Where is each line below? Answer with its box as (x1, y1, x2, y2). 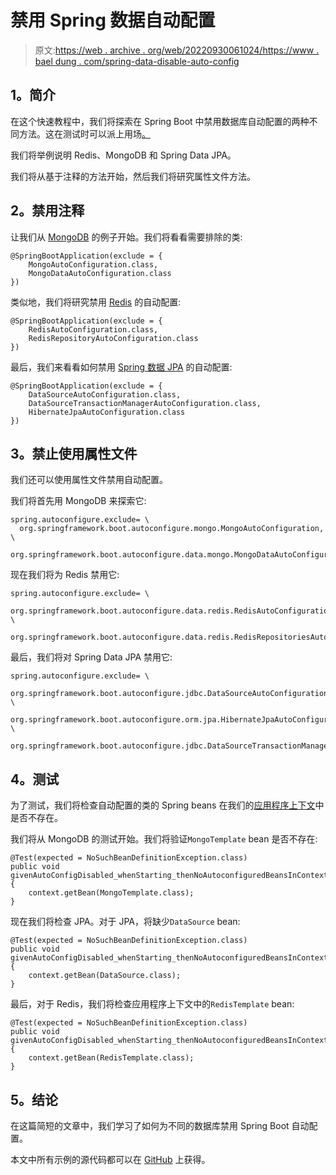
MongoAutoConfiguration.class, (28, 259, 159, 270)
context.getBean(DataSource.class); (28, 971, 182, 981)
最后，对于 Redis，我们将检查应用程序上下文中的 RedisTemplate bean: (10, 998, 295, 1010)
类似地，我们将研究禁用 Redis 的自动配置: (10, 296, 182, 308)
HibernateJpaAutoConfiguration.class (28, 407, 186, 417)
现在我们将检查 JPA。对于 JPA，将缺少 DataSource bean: (10, 916, 241, 928)
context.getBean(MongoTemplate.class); (28, 888, 195, 898)
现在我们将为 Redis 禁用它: (10, 569, 120, 581)
